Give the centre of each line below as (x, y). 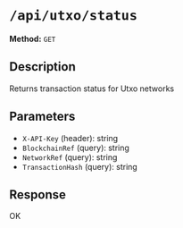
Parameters (42, 117)
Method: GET (33, 38)
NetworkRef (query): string (70, 157)
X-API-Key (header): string (70, 138)
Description (42, 67)
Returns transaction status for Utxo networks (92, 89)
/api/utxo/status (74, 16)
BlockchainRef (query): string (75, 148)
